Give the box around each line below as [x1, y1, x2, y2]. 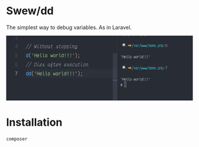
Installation [6, 116, 63, 129]
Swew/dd [6, 4, 54, 18]
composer [6, 136, 28, 142]
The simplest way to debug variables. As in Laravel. [6, 24, 132, 31]
